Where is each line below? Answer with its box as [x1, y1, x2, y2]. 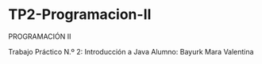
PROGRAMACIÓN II [8, 32, 71, 41]
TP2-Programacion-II [8, 6, 152, 24]
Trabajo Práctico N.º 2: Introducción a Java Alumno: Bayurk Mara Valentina [8, 47, 254, 56]
